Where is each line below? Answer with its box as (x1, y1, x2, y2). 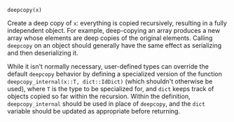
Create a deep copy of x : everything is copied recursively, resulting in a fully (7, 19, 228, 27)
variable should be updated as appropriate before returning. (7, 107, 181, 115)
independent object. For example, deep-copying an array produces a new (7, 27, 221, 34)
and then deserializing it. (7, 49, 78, 57)
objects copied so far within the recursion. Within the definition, (7, 92, 191, 100)
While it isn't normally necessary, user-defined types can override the (7, 62, 209, 70)
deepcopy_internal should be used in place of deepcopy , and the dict (7, 100, 205, 108)
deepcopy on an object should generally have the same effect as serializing (7, 41, 222, 49)
